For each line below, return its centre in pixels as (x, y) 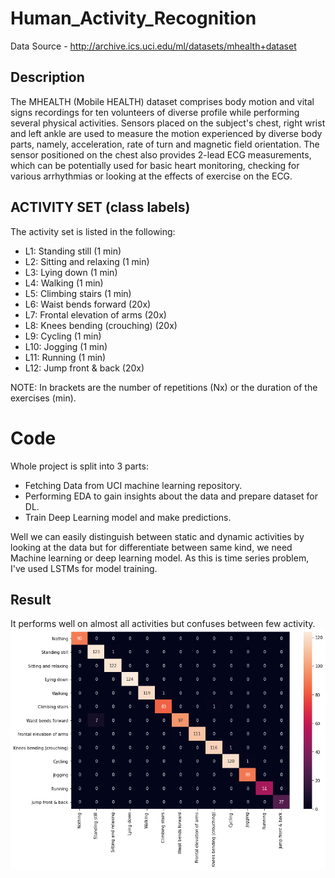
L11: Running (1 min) (65, 357)
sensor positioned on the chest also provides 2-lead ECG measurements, (161, 154)
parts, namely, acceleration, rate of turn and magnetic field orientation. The (165, 144)
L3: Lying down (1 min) (71, 272)
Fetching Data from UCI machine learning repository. (133, 485)
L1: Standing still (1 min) (73, 251)
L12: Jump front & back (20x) (84, 368)
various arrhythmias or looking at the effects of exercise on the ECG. (151, 176)
